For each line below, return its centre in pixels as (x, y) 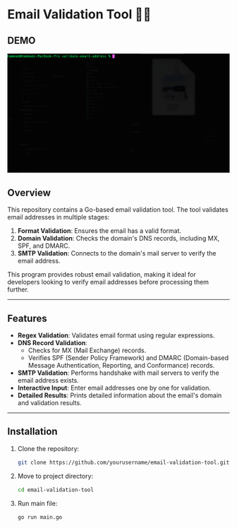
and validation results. (50, 403)
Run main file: (37, 503)
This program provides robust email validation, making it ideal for (102, 275)
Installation (32, 432)
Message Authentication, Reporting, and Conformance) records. (121, 366)
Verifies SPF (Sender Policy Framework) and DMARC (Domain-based (128, 358)
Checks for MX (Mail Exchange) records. (87, 350)
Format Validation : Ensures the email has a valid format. (99, 231)
